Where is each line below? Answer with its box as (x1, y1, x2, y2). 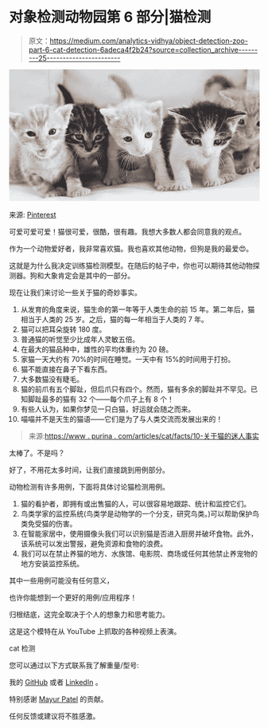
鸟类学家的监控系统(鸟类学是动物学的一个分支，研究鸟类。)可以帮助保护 (20, 509, 253, 518)
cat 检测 (9, 643, 36, 653)
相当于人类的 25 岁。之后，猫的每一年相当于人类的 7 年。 (20, 314, 209, 324)
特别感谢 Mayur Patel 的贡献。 (9, 694, 108, 703)
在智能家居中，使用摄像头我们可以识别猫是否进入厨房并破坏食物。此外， (20, 529, 258, 538)
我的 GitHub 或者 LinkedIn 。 (9, 677, 103, 687)
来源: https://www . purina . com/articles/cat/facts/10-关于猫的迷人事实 (28, 431, 259, 440)
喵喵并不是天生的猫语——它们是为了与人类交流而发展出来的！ (20, 414, 223, 423)
